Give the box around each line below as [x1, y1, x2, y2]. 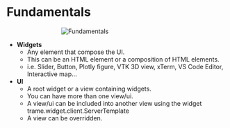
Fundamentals [6, 4, 91, 20]
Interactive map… [26, 70, 77, 78]
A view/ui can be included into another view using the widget [26, 99, 202, 107]
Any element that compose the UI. [26, 48, 125, 56]
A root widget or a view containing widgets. [26, 84, 152, 93]
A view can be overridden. [26, 113, 103, 122]
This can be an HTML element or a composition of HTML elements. [26, 55, 220, 63]
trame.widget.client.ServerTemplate [26, 107, 130, 115]
